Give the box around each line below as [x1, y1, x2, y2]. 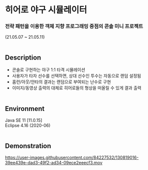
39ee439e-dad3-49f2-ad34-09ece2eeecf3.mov [5, 159, 103, 165]
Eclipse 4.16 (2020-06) [5, 123, 51, 128]
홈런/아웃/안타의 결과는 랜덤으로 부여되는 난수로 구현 [12, 79, 111, 85]
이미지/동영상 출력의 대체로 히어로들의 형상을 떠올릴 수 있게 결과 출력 [12, 85, 142, 91]
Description [5, 53, 41, 62]
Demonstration [5, 141, 52, 150]
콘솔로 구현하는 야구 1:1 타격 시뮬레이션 [12, 67, 86, 73]
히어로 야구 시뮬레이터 [5, 4, 87, 15]
